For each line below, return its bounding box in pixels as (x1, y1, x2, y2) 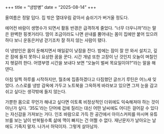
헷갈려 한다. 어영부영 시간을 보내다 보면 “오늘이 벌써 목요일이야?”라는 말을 (10, 60, 151, 66)
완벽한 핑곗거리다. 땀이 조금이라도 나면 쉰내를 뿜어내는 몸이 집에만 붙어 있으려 (10, 31, 158, 37)
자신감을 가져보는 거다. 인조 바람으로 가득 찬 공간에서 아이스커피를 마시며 (10, 112, 149, 117)
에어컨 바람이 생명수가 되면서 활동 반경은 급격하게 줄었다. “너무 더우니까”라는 (5, 25, 151, 31)
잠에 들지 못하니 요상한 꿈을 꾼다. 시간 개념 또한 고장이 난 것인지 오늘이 (10, 54, 144, 60)
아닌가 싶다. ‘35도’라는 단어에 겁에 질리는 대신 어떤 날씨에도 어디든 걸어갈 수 (5, 105, 149, 111)
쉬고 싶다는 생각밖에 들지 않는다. (5, 89, 67, 94)
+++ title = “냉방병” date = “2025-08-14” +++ (5, 4, 96, 10)
